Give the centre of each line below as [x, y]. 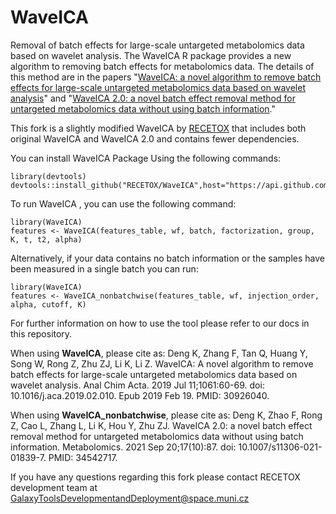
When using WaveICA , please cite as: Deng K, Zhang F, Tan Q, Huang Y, [159, 353]
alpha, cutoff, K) [48, 304]
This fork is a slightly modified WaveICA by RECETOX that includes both [158, 128]
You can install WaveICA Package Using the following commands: [146, 158]
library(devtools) [48, 176]
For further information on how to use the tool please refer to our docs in [160, 323]
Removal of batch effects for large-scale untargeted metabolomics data [157, 45]
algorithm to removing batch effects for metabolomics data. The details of [162, 66]
